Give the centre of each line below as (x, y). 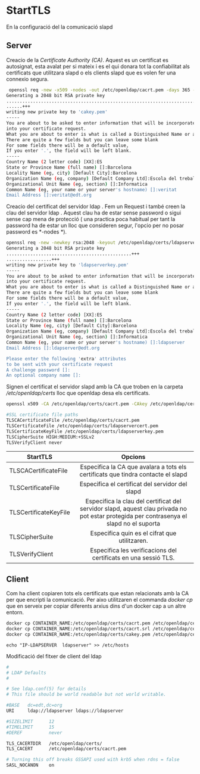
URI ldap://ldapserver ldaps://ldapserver (65, 711)
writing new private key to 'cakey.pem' (57, 112)
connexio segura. (27, 79)
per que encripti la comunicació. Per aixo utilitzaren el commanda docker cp (100, 600)
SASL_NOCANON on (30, 765)
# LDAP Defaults (26, 673)
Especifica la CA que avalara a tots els (133, 467)
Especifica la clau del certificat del (133, 501)
